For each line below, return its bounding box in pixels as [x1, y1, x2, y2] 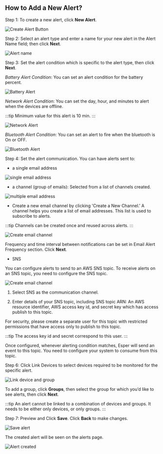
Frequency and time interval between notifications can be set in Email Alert [5, 241, 156, 247]
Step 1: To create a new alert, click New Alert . [5, 17, 97, 22]
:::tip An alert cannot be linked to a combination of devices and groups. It [5, 401, 151, 406]
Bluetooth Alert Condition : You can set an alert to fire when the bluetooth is [5, 131, 156, 138]
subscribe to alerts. [12, 213, 51, 219]
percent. [5, 79, 22, 85]
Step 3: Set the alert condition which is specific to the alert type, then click [5, 59, 155, 65]
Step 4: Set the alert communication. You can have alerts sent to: [5, 156, 135, 161]
